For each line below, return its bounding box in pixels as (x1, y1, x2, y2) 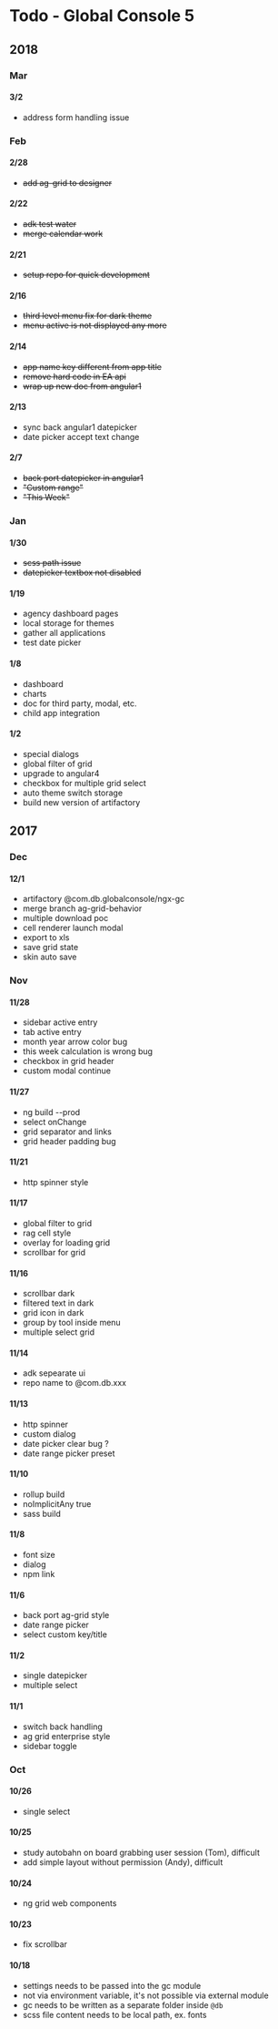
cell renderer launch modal (22, 922, 124, 934)
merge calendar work (22, 229, 104, 240)
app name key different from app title (22, 361, 162, 372)
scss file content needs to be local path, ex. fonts (22, 2009, 207, 2020)
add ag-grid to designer (22, 177, 113, 188)
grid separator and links (22, 1126, 112, 1137)
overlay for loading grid (22, 1237, 111, 1248)
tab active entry (22, 1027, 82, 1038)
